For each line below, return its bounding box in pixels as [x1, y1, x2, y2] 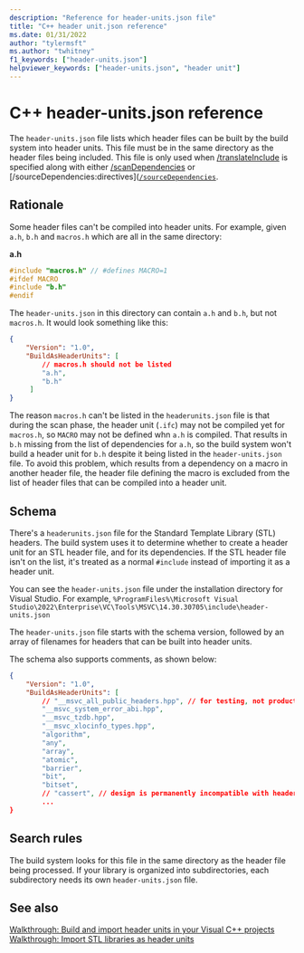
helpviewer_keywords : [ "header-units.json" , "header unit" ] [9, 64, 242, 73]
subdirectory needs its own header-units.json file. [9, 874, 198, 885]
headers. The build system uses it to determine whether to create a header [9, 537, 289, 548]
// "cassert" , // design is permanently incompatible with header [42, 789, 298, 798]
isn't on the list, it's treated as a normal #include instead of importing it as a [9, 556, 290, 567]
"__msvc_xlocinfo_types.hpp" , [42, 721, 156, 731]
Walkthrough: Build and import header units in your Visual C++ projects [9, 924, 275, 935]
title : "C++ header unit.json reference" [9, 22, 168, 31]
